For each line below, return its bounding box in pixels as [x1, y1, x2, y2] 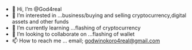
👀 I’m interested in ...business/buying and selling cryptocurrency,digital [11, 12, 187, 19]
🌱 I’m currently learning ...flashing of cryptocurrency [11, 24, 141, 31]
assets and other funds [11, 18, 69, 25]
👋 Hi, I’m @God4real [11, 6, 62, 12]
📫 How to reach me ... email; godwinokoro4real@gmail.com [11, 37, 160, 44]
